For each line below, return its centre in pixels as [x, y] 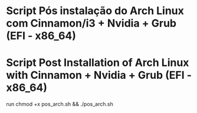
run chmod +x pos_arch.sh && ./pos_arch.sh [60, 104]
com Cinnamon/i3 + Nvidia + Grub [91, 23]
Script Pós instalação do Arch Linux [95, 11]
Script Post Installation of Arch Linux [98, 63]
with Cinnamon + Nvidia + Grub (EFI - [99, 75]
